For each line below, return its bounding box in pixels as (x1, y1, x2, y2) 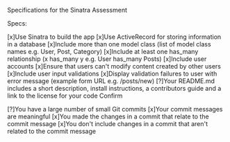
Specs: (7, 19, 28, 27)
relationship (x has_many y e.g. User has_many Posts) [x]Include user (7, 55, 207, 63)
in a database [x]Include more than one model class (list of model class (7, 40, 211, 48)
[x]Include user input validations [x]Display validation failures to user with (7, 69, 217, 78)
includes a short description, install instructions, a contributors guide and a (7, 85, 222, 92)
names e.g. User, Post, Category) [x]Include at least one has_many (7, 48, 199, 55)
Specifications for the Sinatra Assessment (7, 6, 127, 14)
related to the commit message (7, 127, 96, 135)
